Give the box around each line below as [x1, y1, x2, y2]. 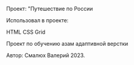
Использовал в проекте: [6, 17, 69, 23]
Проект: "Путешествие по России [6, 5, 93, 12]
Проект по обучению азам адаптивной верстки [6, 40, 129, 47]
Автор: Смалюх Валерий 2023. [6, 52, 85, 59]
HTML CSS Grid [6, 28, 46, 36]
